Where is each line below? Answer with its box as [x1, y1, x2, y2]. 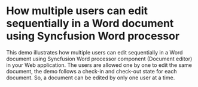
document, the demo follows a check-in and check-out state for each [6, 67, 177, 75]
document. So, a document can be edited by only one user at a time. [6, 74, 175, 81]
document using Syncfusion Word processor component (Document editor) [6, 55, 193, 62]
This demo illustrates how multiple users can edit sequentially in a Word [6, 49, 183, 56]
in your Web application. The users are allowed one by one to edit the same [6, 61, 193, 69]
